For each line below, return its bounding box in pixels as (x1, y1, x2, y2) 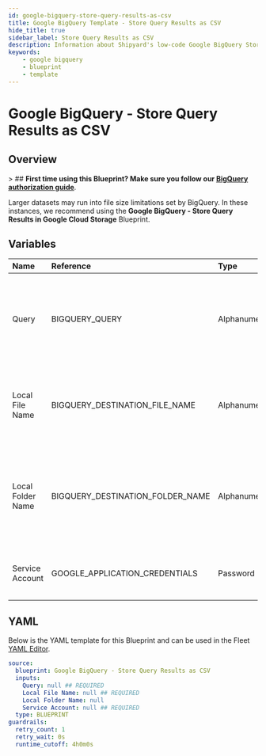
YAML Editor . (8, 644, 51, 654)
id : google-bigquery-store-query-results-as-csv (8, 11, 172, 20)
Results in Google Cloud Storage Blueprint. (8, 215, 150, 224)
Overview (8, 153, 58, 166)
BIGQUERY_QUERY (51, 313, 123, 325)
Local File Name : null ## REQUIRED (22, 689, 140, 697)
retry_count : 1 (15, 726, 66, 734)
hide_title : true (8, 26, 66, 34)
